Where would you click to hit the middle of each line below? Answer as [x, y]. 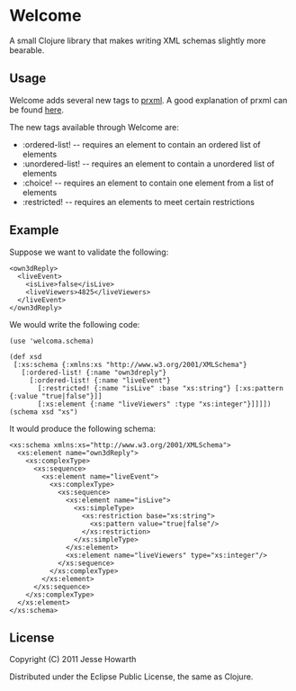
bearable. [27, 49]
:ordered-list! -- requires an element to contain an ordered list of [141, 144]
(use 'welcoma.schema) [52, 341]
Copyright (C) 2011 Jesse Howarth [73, 660]
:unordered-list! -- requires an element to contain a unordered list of [148, 164]
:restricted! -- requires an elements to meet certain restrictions [138, 202]
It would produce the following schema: [82, 428]
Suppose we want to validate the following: [89, 252]
